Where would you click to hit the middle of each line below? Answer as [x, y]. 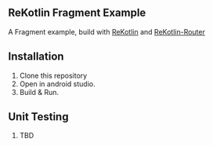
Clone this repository [53, 75]
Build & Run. [39, 92]
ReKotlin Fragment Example [77, 13]
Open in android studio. [57, 84]
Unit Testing [38, 117]
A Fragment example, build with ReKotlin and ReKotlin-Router [106, 31]
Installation [36, 57]
